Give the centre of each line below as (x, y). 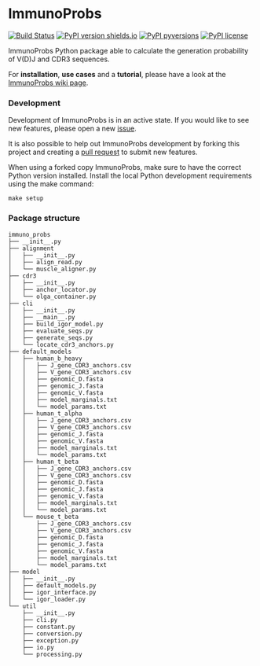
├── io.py (38, 647)
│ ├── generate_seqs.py (50, 338)
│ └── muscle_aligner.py (52, 269)
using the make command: (51, 184)
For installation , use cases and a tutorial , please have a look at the (117, 74)
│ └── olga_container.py (52, 296)
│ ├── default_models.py (52, 585)
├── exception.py (51, 640)
